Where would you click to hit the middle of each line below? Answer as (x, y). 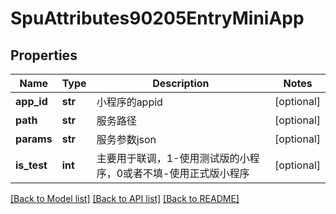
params (34, 139)
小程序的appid (129, 102)
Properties (44, 55)
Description (181, 83)
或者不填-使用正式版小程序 (186, 173)
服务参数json (126, 139)
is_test (31, 165)
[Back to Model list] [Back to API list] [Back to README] (125, 198)
